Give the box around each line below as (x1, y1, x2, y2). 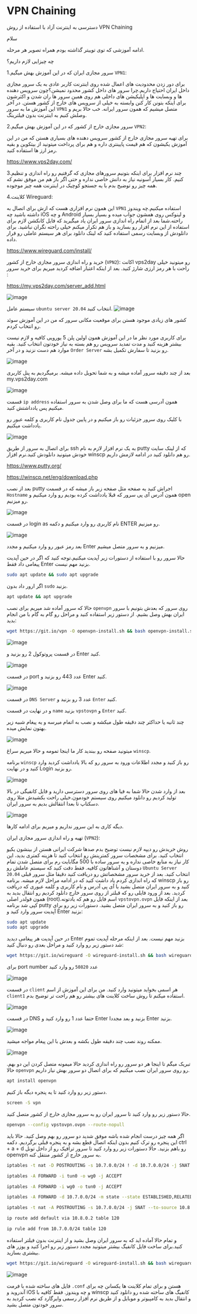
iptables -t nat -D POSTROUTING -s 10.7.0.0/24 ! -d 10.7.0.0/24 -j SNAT (6, 1162, 191, 1168)
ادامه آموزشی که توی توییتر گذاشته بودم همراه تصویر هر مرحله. (6, 46, 145, 53)
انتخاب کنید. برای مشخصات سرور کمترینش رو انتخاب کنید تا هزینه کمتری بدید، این (6, 851, 184, 858)
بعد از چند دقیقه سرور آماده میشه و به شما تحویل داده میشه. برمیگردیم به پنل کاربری (6, 369, 191, 376)
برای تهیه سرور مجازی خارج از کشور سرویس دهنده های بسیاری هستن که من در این (6, 134, 188, 141)
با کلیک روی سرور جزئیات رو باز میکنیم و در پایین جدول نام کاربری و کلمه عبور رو (6, 415, 182, 423)
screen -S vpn (6, 1100, 42, 1106)
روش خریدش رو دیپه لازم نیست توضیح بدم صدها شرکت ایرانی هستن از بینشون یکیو (6, 846, 189, 853)
